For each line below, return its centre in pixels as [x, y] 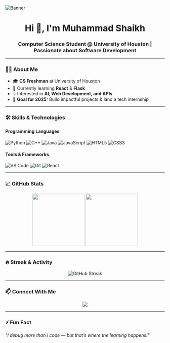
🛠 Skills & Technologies [35, 118]
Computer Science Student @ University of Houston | [85, 44]
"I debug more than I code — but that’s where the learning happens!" [78, 335]
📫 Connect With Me [31, 291]
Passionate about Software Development [85, 51]
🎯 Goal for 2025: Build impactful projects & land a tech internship [81, 99]
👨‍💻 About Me [22, 69]
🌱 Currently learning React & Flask [49, 88]
